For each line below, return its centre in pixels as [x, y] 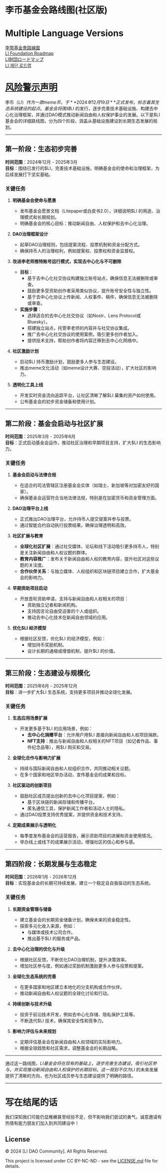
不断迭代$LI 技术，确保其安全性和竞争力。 [63, 1021]
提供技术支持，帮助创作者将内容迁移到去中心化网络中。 [84, 341]
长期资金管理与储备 [32, 909]
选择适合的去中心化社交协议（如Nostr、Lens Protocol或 [84, 316]
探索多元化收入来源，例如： [48, 926]
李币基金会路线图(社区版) [56, 10]
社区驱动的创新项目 [32, 785]
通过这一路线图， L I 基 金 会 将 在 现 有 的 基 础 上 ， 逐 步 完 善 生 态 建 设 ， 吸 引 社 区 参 [81, 1063]
